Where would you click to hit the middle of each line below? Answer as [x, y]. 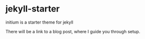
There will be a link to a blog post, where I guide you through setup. [73, 31]
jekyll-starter [33, 9]
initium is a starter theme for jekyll [39, 22]
